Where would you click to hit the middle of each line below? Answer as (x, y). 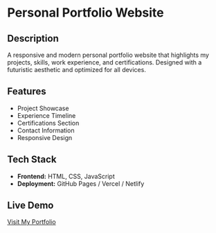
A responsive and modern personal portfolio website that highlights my (108, 55)
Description (33, 38)
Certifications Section (48, 123)
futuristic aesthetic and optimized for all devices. (77, 70)
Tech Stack (32, 160)
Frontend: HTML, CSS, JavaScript (66, 176)
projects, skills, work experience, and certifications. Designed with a (105, 62)
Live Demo (30, 206)
